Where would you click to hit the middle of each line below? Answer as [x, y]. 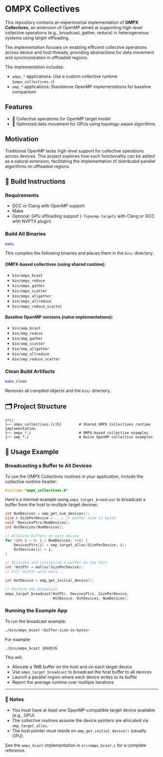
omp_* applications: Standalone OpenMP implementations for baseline [81, 86]
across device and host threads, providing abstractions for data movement [80, 52]
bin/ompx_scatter [30, 291]
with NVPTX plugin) [32, 221]
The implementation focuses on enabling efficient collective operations [76, 47]
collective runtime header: [31, 482]
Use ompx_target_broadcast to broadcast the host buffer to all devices [82, 672]
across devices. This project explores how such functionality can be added [80, 156]
